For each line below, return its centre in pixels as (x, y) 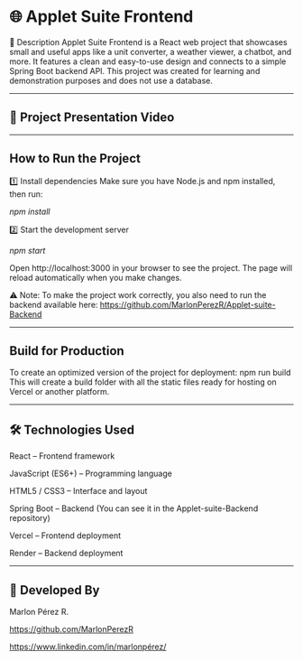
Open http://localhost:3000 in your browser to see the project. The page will (151, 267)
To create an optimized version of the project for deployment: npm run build (150, 373)
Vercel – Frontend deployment (65, 535)
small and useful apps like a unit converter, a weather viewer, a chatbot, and (151, 51)
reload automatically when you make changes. (96, 277)
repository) (30, 518)
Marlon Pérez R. (39, 612)
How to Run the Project (75, 158)
